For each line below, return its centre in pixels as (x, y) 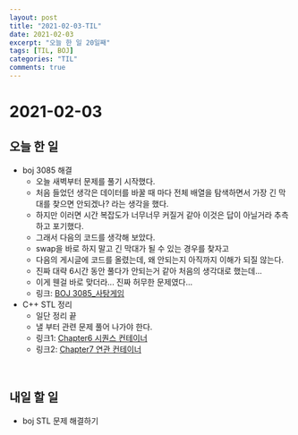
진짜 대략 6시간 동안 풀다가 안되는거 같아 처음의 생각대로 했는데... (149, 270)
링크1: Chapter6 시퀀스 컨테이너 (91, 337)
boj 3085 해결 (47, 170)
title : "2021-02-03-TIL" (55, 26)
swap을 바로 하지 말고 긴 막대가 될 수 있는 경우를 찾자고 (132, 248)
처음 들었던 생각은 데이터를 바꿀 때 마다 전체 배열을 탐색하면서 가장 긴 (156, 192)
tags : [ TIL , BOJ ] (42, 51)
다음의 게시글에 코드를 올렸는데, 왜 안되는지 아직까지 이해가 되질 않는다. (160, 260)
